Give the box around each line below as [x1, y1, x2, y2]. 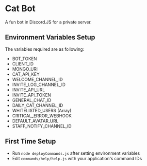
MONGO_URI [12, 66, 38, 72]
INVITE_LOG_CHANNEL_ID [12, 82, 65, 87]
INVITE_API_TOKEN [12, 92, 51, 98]
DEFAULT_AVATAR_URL [12, 118, 59, 124]
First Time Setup [5, 137, 56, 145]
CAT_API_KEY [12, 71, 40, 77]
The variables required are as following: [5, 46, 84, 52]
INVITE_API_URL [12, 86, 45, 93]
